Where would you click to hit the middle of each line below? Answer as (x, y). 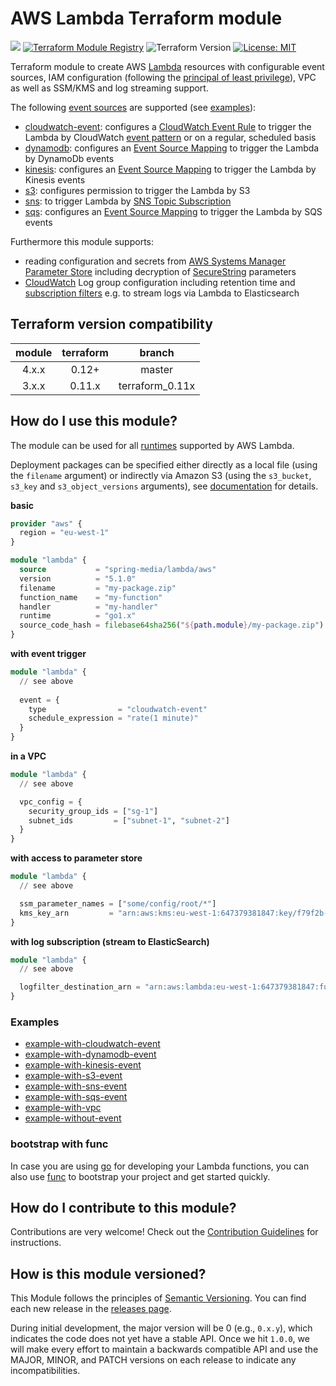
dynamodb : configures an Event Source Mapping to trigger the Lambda (172, 148)
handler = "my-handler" (89, 607)
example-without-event (73, 1118)
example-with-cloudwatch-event (92, 1044)
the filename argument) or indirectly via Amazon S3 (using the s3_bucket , (161, 475)
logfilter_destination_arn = (80, 987)
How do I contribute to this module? (123, 1208)
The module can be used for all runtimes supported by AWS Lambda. (152, 445)
